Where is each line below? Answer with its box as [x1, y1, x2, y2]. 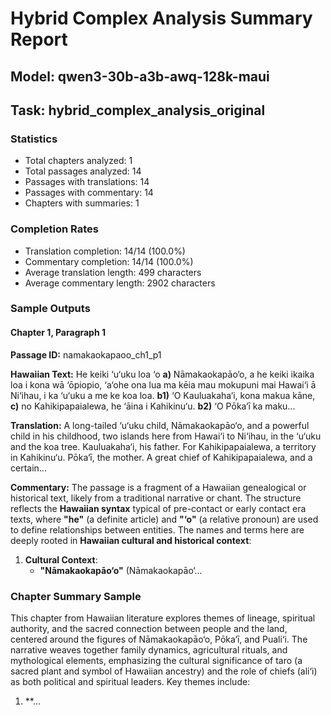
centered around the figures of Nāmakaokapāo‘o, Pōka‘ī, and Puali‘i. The [10, 633, 308, 645]
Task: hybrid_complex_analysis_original [10, 102, 266, 119]
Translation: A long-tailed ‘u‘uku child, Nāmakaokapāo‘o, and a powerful [10, 419, 310, 431]
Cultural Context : [24, 553, 98, 566]
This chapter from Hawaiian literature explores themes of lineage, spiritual [10, 612, 316, 624]
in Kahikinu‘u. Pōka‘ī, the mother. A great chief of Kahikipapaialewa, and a [10, 451, 313, 463]
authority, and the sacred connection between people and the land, [10, 622, 288, 634]
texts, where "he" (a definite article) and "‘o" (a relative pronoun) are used [10, 513, 319, 525]
